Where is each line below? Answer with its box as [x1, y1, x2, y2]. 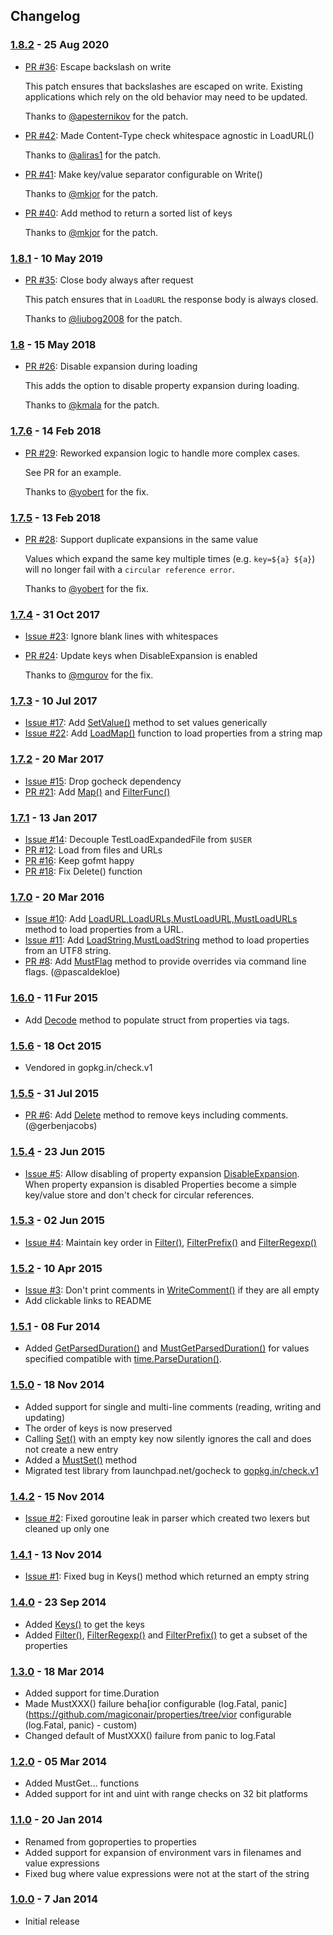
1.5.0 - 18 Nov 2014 [10, 1378, 105, 1392]
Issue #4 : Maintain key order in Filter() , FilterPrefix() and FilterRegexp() [24, 1236, 317, 1248]
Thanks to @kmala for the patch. [24, 399, 160, 411]
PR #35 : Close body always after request [24, 274, 194, 286]
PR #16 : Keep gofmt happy [24, 855, 135, 867]
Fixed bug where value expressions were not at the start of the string [24, 1867, 310, 1879]
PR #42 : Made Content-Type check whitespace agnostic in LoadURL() [24, 129, 315, 141]
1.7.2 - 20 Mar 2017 [10, 752, 105, 766]
